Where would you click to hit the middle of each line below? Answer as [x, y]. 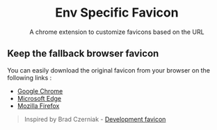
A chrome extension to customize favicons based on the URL [117, 32]
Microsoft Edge [39, 98]
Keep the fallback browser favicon [83, 54]
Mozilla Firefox [38, 106]
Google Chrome [40, 91]
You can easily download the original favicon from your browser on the [109, 70]
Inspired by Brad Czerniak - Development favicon [95, 119]
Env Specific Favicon [117, 13]
